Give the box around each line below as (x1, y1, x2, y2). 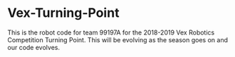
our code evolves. (7, 43, 61, 51)
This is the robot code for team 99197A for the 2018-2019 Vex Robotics (7, 28, 215, 37)
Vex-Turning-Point (7, 5, 120, 21)
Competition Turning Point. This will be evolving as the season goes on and (7, 35, 228, 44)
